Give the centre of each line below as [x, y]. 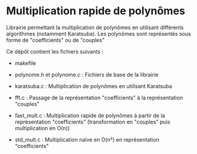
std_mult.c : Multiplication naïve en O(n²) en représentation [87, 139]
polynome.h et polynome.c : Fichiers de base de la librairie [87, 74]
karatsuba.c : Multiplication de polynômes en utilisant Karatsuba [93, 86]
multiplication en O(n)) [42, 128]
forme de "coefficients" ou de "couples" [56, 40]
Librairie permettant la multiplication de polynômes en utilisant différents [95, 27]
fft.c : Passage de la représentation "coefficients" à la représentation [99, 98]
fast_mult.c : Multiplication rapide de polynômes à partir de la [90, 115]
